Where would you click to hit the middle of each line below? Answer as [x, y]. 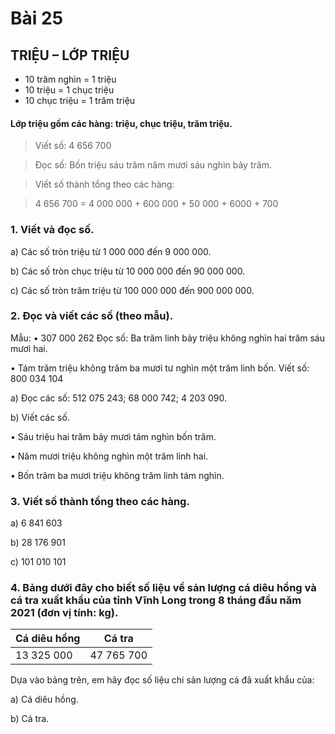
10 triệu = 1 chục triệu [69, 90]
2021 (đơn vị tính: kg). [64, 613]
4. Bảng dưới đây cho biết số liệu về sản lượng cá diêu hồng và [163, 588]
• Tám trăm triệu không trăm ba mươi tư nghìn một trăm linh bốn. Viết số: [160, 368]
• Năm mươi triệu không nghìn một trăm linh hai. [109, 456]
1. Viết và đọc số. [52, 230]
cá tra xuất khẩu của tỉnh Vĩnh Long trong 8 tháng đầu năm [156, 600]
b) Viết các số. [40, 417]
